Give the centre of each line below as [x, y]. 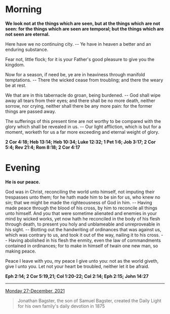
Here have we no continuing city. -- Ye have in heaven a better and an [78, 44]
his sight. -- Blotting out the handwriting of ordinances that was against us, [83, 229]
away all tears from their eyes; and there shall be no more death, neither [80, 101]
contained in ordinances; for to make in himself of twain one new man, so [82, 245]
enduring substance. [27, 49]
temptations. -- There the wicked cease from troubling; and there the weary [84, 80]
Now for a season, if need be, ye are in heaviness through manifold [75, 74]
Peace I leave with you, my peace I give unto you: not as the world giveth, [82, 261]
